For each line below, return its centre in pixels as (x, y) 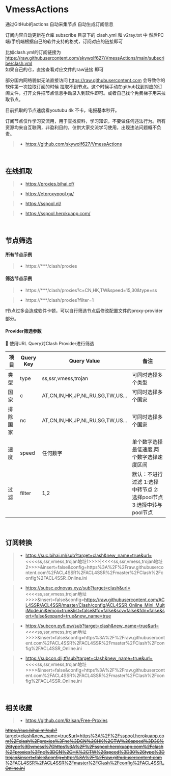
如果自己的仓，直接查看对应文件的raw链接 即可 (54, 69)
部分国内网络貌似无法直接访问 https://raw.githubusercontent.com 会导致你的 (85, 80)
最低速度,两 (146, 449)
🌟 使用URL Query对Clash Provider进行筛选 (50, 343)
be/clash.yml (19, 63)
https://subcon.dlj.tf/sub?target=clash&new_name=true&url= (89, 658)
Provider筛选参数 (23, 331)
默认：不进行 (147, 474)
